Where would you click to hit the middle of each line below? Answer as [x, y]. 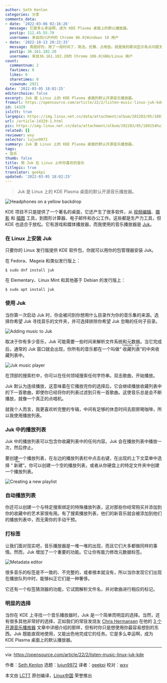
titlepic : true [21, 168]
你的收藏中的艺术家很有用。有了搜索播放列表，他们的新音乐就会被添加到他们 [83, 513]
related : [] [17, 130]
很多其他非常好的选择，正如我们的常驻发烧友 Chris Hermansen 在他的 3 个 [85, 621]
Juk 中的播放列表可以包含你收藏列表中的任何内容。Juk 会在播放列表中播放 [81, 442]
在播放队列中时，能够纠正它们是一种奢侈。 [49, 578]
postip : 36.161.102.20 [33, 51]
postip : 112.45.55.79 [32, 33]
